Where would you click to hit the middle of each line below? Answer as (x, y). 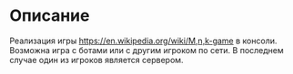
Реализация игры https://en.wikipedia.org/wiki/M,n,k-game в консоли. (143, 41)
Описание (50, 16)
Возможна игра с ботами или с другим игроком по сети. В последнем (146, 50)
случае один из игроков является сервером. (96, 60)
